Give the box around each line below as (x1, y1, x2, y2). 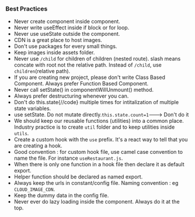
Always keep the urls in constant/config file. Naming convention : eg (13, 180, 179, 187)
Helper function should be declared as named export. (13, 173, 143, 180)
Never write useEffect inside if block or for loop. (13, 24, 130, 31)
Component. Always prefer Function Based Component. (13, 80, 149, 87)
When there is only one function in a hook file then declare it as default (13, 161, 184, 168)
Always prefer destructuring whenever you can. (13, 92, 129, 99)
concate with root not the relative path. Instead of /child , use (13, 61, 162, 68)
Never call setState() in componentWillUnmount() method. (13, 87, 154, 94)
